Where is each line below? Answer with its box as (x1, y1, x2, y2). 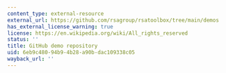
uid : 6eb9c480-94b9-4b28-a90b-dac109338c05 (7, 49, 136, 56)
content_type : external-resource (7, 10, 104, 17)
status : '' (7, 36, 39, 43)
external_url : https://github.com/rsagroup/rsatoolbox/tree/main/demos (7, 17, 219, 24)
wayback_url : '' (7, 56, 54, 63)
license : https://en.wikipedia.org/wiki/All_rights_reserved (7, 29, 188, 37)
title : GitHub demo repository (7, 42, 98, 49)
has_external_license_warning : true (7, 23, 113, 30)
